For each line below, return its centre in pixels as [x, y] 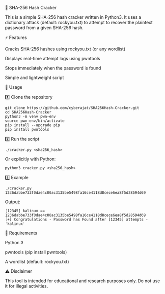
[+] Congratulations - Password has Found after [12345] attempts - [77, 220]
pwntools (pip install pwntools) [36, 252]
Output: [13, 202]
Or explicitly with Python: [30, 159]
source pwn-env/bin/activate [35, 121]
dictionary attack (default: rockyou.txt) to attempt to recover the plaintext [79, 22]
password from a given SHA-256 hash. [44, 28]
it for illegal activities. [27, 286]
